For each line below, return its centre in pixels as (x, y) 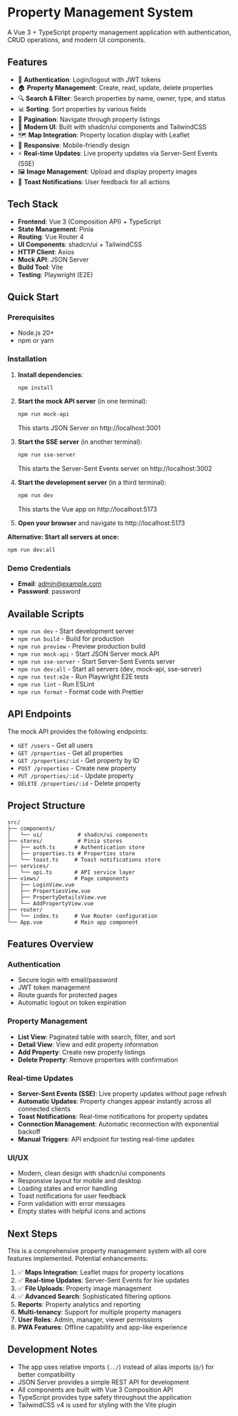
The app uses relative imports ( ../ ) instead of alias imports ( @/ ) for (116, 1367)
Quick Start (33, 297)
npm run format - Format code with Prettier (81, 692)
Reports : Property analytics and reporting (79, 1305)
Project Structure (46, 806)
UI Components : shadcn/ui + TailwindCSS (80, 244)
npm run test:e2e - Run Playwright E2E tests (83, 677)
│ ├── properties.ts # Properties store (71, 853)
